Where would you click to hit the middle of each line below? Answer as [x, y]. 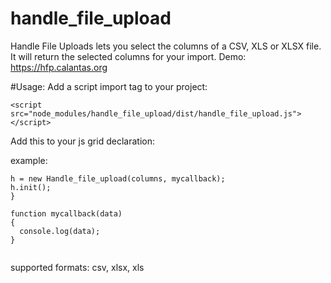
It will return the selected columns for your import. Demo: [128, 56]
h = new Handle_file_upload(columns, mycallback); [118, 178]
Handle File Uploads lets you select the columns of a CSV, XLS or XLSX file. [166, 46]
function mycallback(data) [66, 213]
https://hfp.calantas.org [59, 67]
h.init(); [31, 187]
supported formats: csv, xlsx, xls [77, 267]
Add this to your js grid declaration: [82, 141]
